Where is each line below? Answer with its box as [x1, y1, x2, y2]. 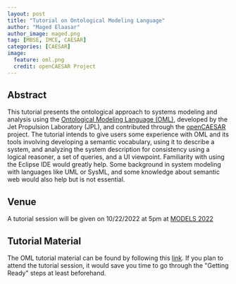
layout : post [7, 10, 46, 18]
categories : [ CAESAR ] [7, 43, 71, 50]
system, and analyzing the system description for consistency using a [7, 146, 210, 154]
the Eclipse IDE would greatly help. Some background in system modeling [7, 160, 222, 169]
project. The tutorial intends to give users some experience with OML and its [7, 130, 229, 138]
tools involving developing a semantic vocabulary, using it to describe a [7, 138, 215, 146]
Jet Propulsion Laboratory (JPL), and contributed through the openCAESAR [7, 123, 226, 131]
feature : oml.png [13, 57, 65, 64]
